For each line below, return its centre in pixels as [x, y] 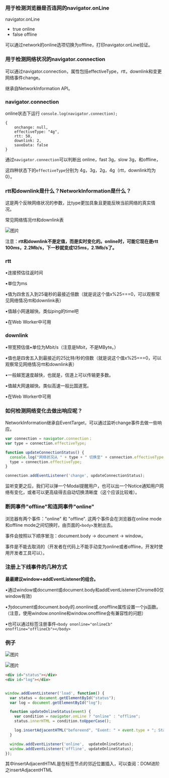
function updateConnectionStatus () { [45, 452]
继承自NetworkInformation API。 [39, 88]
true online [24, 29]
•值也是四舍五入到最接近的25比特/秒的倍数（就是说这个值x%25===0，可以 [83, 358]
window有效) [19, 596]
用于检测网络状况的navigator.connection [55, 59]
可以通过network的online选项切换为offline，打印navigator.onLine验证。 [79, 45]
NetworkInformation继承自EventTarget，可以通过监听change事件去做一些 [81, 423]
